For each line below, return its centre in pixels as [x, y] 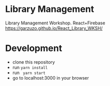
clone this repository [33, 62]
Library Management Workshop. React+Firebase [55, 23]
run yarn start [29, 73]
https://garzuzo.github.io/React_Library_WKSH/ [54, 28]
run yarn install [30, 67]
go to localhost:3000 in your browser [50, 78]
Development [34, 48]
